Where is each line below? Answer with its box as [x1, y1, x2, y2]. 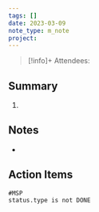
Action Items [8, 168, 73, 182]
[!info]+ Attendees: [27, 56, 90, 66]
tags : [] [8, 11, 38, 20]
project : [8, 34, 38, 42]
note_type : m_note [8, 26, 69, 34]
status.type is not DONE [8, 196, 91, 204]
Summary [8, 79, 58, 93]
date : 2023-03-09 [8, 19, 66, 27]
